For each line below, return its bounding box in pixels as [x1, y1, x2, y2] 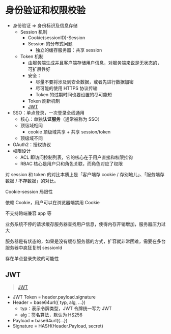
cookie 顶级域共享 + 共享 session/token [27, 128, 111, 135]
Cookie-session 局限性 [5, 188, 53, 194]
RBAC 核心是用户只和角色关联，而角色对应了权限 [20, 160, 123, 166]
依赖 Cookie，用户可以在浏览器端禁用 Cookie [5, 199, 100, 205]
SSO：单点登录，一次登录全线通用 [12, 109, 85, 116]
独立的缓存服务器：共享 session [35, 47, 102, 53]
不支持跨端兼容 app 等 [5, 210, 52, 216]
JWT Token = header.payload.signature [12, 294, 96, 300]
